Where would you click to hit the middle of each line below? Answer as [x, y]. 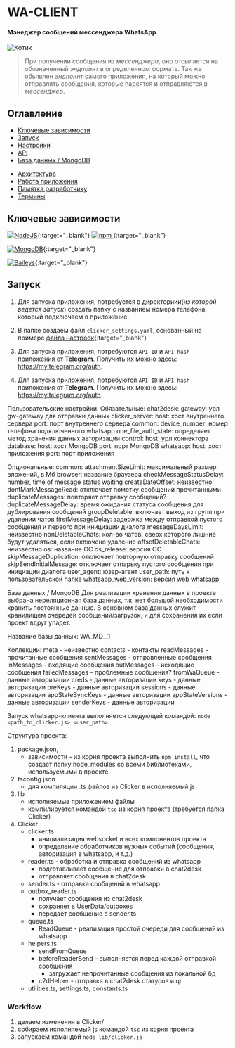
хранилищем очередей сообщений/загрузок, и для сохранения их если [115, 615]
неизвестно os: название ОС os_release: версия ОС [85, 549]
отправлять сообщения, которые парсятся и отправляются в [116, 84]
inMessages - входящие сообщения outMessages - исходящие [101, 665]
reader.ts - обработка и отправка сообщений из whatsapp [114, 861]
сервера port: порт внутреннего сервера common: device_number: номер [117, 423]
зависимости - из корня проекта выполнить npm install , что [119, 756]
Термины [31, 196]
